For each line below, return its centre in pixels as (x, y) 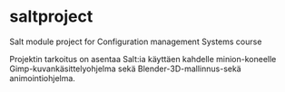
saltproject (51, 17)
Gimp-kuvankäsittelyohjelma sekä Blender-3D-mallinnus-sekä (126, 69)
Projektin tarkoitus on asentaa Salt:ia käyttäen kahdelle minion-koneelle (143, 59)
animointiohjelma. (42, 78)
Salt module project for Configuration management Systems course (136, 41)
